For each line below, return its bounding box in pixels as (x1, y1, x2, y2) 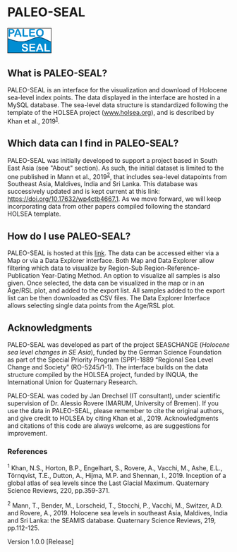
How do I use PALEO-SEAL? (7, 230, 131, 242)
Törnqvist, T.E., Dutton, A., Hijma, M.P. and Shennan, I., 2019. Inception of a (7, 471, 226, 479)
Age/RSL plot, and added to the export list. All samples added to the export (7, 286, 225, 295)
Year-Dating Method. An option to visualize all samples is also (41, 271, 221, 280)
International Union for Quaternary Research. (7, 378, 138, 386)
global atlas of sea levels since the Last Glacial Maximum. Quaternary (7, 479, 209, 487)
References (7, 446, 48, 456)
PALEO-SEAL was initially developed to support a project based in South (7, 156, 217, 164)
